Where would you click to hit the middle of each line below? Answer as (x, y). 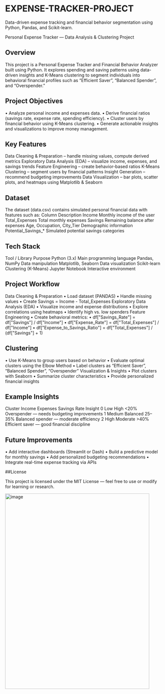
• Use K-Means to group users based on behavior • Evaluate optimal (75, 360)
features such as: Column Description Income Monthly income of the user (80, 215)
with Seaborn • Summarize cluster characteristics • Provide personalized (80, 376)
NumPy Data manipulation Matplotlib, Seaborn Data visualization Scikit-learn (83, 263)
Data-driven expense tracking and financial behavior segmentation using (79, 22)
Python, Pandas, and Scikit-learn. (39, 27)
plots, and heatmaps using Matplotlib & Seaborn (54, 182)
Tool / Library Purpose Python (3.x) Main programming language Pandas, (79, 258)
